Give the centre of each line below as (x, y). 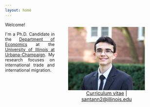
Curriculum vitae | (107, 93)
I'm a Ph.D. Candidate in (30, 34)
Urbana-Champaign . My (30, 54)
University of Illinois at (30, 49)
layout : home (18, 10)
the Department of (30, 39)
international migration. (28, 70)
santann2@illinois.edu (107, 99)
